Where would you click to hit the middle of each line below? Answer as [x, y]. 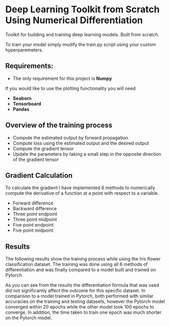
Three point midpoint [35, 219]
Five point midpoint [33, 230]
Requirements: [29, 66]
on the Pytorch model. [29, 318]
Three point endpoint [35, 214]
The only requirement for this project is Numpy [62, 78]
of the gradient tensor [36, 159]
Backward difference [35, 209]
